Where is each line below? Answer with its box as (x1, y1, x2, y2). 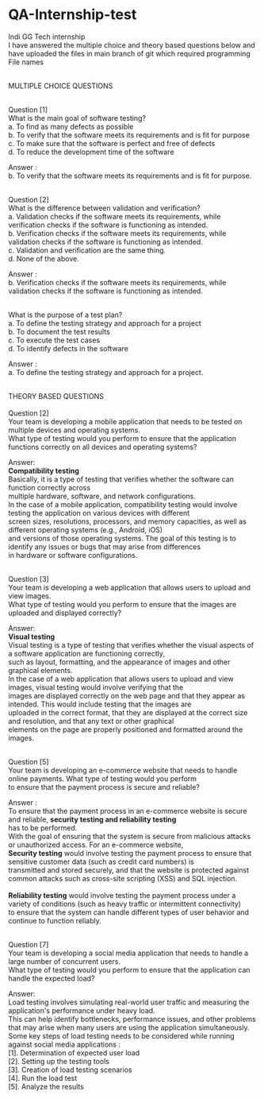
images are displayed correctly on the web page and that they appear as (8, 691, 246, 700)
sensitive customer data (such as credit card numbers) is (8, 857, 194, 866)
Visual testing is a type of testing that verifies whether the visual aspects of (8, 640, 254, 649)
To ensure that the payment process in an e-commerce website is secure (8, 806, 247, 815)
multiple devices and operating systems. (8, 425, 140, 435)
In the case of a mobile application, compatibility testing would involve (8, 499, 238, 509)
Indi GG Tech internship (8, 32, 86, 41)
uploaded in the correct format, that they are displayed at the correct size (8, 707, 248, 717)
